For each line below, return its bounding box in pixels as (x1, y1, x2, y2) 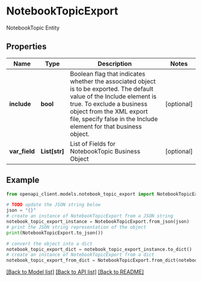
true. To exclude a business (70, 99, 148, 108)
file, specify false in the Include (70, 114, 158, 123)
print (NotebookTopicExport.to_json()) (6, 230, 103, 236)
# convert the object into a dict (6, 241, 93, 247)
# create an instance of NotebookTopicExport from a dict (6, 252, 155, 258)
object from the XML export (70, 107, 148, 116)
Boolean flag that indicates (70, 69, 145, 78)
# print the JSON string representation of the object (6, 224, 147, 230)
